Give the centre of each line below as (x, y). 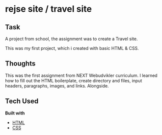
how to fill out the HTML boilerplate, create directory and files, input (74, 80)
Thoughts (20, 64)
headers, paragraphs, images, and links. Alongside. (57, 86)
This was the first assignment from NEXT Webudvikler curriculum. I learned (81, 75)
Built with (15, 113)
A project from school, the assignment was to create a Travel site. (71, 39)
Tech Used (22, 101)
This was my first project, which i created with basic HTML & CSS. (72, 48)
